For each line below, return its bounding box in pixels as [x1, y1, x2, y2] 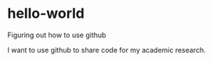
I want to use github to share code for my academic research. [7, 45, 206, 54]
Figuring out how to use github [7, 30, 106, 40]
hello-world [7, 5, 85, 22]
